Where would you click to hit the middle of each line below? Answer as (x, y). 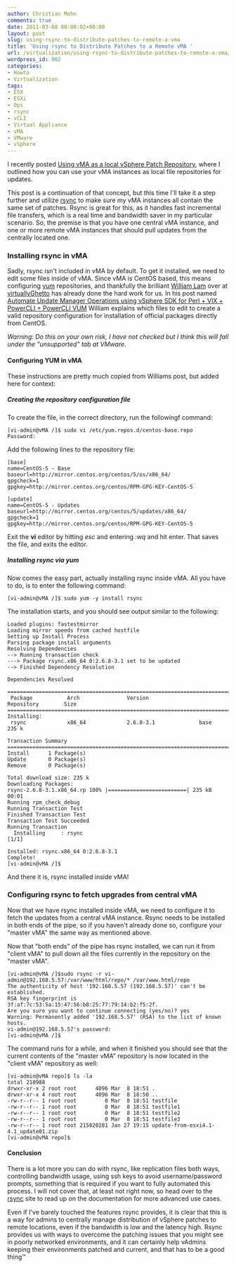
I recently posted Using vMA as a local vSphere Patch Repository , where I (114, 164)
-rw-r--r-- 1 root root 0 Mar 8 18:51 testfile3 (94, 1119)
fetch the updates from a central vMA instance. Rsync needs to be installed (116, 918)
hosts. (17, 1023)
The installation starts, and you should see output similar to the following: (113, 611)
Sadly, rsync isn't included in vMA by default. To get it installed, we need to (116, 271)
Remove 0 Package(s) (47, 765)
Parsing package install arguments (59, 642)
